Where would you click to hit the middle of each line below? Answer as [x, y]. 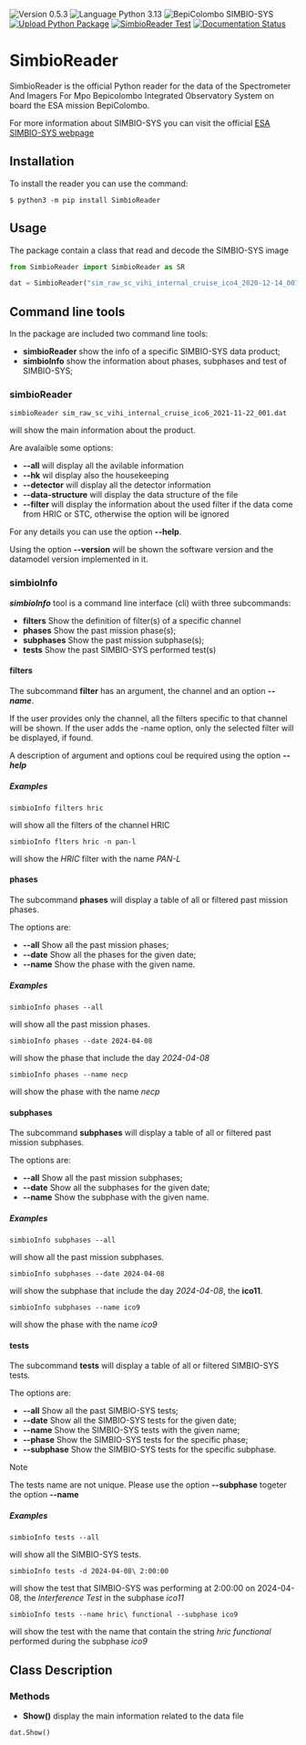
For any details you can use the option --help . [96, 532]
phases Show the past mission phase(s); [99, 630]
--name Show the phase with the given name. [109, 964]
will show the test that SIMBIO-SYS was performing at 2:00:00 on [133, 1588]
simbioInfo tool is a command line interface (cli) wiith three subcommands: [150, 603]
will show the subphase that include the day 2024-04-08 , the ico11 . [136, 1291]
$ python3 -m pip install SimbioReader [85, 200]
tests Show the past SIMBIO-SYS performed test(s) [119, 649]
